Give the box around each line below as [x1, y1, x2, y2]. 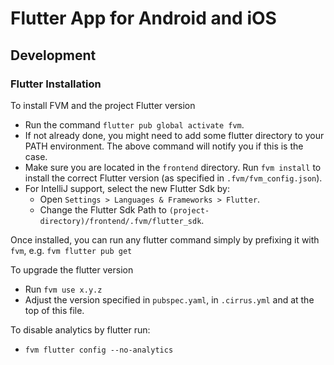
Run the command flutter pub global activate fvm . [24, 118, 245, 131]
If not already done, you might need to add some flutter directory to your [24, 129, 325, 141]
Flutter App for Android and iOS [10, 7, 277, 30]
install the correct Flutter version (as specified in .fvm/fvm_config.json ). [24, 172, 323, 184]
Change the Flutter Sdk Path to [39, 203, 167, 216]
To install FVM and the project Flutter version [10, 99, 196, 111]
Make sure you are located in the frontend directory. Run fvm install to [24, 161, 322, 173]
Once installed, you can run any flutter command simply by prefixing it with [10, 233, 320, 246]
